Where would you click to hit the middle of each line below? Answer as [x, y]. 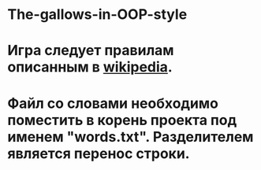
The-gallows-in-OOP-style [97, 15]
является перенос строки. [99, 153]
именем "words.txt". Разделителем [130, 137]
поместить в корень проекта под [122, 120]
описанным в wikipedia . [90, 67]
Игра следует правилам [91, 51]
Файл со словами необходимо [113, 103]
